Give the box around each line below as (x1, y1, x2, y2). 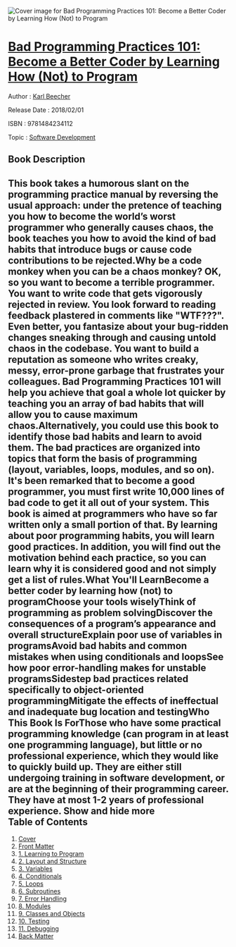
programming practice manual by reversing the (8, 188, 218, 200)
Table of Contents (8, 816, 88, 828)
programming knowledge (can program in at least (8, 728, 229, 740)
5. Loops (18, 879, 44, 888)
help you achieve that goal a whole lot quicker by (8, 386, 226, 398)
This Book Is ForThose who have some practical (8, 717, 221, 729)
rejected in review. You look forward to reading (8, 298, 216, 310)
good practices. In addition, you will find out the (8, 540, 221, 552)
